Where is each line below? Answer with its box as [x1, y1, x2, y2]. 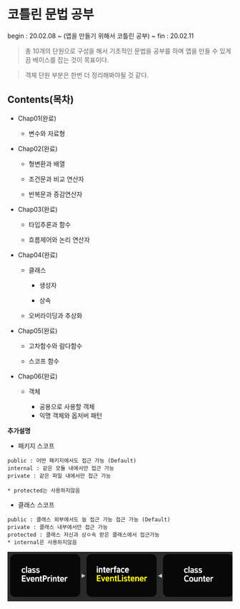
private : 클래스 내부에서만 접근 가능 [7, 523, 109, 530]
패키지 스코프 [17, 441, 55, 450]
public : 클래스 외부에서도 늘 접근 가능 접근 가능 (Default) [7, 515, 171, 523]
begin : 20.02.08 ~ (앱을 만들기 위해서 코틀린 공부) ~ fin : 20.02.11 [7, 31, 194, 40]
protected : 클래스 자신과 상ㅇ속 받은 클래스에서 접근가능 [7, 531, 160, 538]
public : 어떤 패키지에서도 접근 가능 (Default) [7, 457, 137, 464]
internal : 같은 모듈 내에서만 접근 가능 [7, 465, 114, 472]
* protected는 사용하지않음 [7, 487, 81, 494]
